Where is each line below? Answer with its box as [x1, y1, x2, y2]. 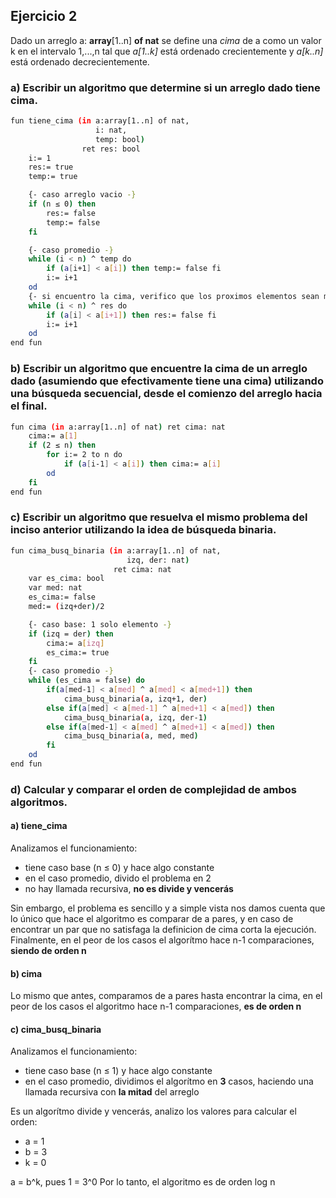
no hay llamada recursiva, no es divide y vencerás [24, 883, 234, 895]
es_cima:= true [46, 647, 110, 658]
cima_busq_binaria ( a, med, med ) [63, 731, 199, 741]
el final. [10, 399, 48, 413]
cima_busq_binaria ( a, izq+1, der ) [63, 694, 208, 704]
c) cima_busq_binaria [10, 1023, 102, 1035]
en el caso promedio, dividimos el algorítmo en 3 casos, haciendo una [24, 1075, 314, 1088]
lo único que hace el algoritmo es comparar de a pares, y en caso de [10, 913, 294, 925]
